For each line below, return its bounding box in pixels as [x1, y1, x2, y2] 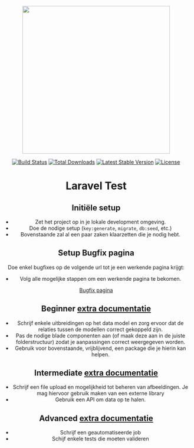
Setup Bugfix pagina [58, 248, 134, 258]
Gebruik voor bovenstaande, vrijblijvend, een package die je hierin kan [15, 345, 186, 352]
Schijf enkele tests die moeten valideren [52, 435, 149, 443]
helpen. [91, 350, 110, 358]
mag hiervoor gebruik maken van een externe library [37, 390, 165, 397]
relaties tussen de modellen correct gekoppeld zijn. [38, 326, 163, 333]
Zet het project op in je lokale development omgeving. [35, 219, 166, 225]
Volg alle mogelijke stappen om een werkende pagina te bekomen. [19, 275, 182, 282]
